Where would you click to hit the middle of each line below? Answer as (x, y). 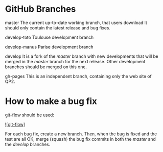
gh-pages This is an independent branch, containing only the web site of (78, 76)
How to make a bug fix (51, 101)
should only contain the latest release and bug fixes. (58, 27)
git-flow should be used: (30, 115)
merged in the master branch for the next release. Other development (75, 61)
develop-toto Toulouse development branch (49, 37)
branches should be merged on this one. (46, 67)
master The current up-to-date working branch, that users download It (76, 23)
